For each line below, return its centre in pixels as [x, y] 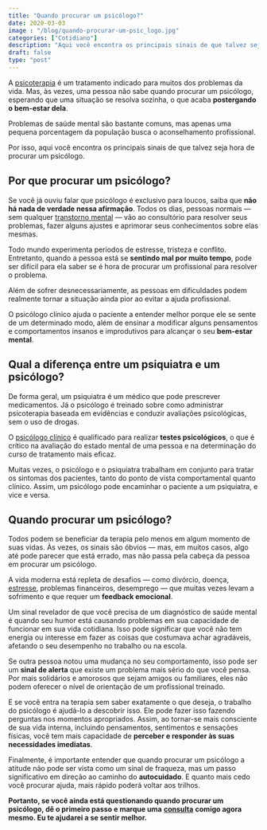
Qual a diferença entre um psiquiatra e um [114, 364]
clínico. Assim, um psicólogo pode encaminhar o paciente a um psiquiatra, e [133, 486]
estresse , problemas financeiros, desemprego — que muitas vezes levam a [131, 588]
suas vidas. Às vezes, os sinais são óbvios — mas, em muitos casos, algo [128, 547]
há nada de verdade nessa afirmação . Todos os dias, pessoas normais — [130, 209]
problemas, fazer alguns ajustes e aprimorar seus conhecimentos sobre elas [133, 225]
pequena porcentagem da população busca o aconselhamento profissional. [132, 131]
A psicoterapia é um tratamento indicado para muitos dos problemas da [126, 82]
